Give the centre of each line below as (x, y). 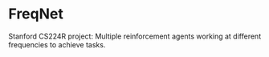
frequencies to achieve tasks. (57, 44)
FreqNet (36, 14)
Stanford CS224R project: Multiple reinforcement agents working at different (135, 36)
